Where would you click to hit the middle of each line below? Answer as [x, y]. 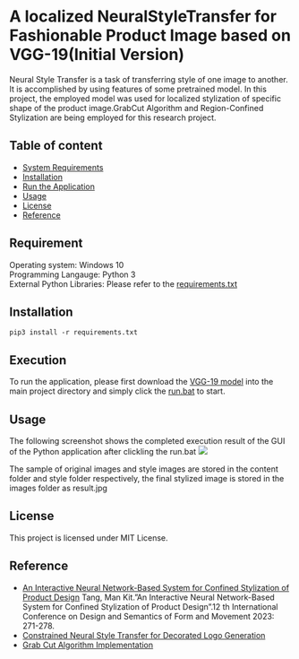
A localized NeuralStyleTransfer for [143, 17]
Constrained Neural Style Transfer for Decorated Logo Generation [144, 635]
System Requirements [63, 167]
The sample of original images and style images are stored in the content [144, 469]
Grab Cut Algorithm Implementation [88, 645]
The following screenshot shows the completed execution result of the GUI [147, 441]
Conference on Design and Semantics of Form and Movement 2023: [148, 616]
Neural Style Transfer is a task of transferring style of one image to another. [149, 79]
